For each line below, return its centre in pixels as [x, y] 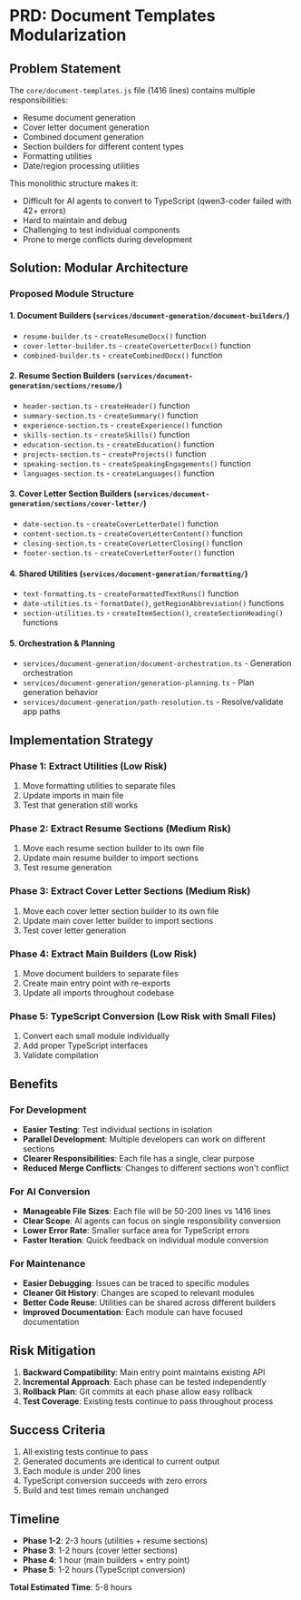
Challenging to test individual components [101, 230]
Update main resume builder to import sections [111, 858]
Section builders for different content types [103, 147]
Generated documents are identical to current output [121, 1461]
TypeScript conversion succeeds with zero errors [115, 1481]
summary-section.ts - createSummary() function [110, 415]
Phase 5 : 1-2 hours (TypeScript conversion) [104, 1569]
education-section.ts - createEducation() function [118, 444]
